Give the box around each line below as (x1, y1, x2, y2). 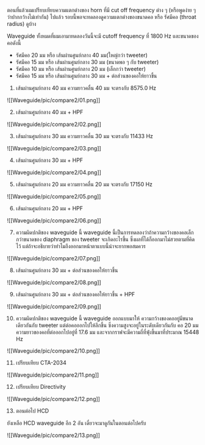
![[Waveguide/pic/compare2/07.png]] (7, 255, 101, 262)
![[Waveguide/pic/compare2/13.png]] (7, 432, 100, 439)
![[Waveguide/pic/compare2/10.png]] (7, 347, 100, 355)
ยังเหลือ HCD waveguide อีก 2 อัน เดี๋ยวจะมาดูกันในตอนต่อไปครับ (7, 419, 146, 427)
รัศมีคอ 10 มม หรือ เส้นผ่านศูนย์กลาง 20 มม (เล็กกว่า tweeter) (15, 65, 146, 72)
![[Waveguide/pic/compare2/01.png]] (7, 97, 100, 104)
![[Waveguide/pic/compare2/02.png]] (7, 120, 101, 128)
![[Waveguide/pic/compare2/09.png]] (7, 303, 101, 310)
